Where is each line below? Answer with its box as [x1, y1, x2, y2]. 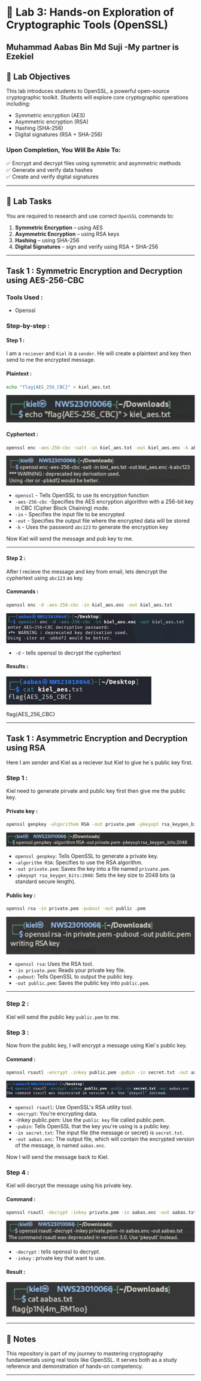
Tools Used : [6, 293, 43, 301]
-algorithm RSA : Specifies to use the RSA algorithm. [14, 859, 143, 866]
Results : [6, 663, 29, 670]
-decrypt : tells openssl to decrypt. [14, 1248, 100, 1255]
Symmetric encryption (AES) [14, 112, 86, 119]
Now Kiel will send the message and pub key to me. [6, 535, 133, 543]
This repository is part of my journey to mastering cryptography [6, 1350, 163, 1357]
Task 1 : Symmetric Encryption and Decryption [6, 266, 183, 276]
